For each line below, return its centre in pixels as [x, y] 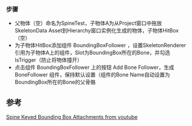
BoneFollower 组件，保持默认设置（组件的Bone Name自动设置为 [92, 75]
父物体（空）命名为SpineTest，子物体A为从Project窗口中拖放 [88, 23]
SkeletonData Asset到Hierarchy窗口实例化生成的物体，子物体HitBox [97, 31]
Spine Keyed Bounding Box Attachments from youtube [72, 117]
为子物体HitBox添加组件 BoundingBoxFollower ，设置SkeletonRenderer [100, 45]
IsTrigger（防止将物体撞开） [48, 60]
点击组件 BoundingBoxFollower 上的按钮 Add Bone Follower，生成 [94, 67]
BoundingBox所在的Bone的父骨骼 [55, 82]
